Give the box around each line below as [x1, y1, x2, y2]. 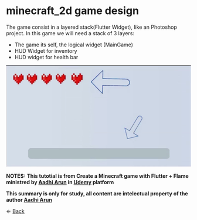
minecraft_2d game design [6, 4, 140, 18]
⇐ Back [6, 207, 25, 215]
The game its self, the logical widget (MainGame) [14, 41, 134, 48]
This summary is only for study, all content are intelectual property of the [6, 189, 189, 197]
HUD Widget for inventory [14, 47, 77, 54]
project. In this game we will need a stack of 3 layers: [6, 29, 135, 36]
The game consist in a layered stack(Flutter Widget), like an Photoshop [6, 23, 178, 31]
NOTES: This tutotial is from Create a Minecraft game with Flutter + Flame [6, 172, 189, 180]
